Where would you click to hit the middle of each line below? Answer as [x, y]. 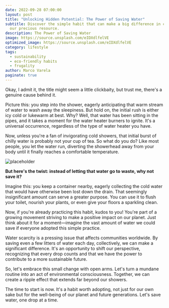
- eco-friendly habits [33, 61]
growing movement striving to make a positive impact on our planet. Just [81, 217]
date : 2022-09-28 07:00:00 [33, 10]
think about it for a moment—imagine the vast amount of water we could [80, 223]
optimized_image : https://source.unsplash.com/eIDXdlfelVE [68, 43]
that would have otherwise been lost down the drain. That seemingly [76, 191]
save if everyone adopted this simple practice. [53, 228]
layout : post [19, 15]
